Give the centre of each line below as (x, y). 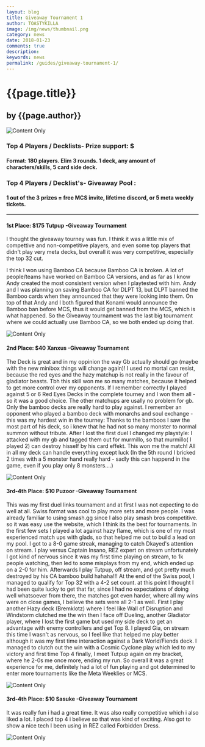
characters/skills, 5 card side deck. (52, 167)
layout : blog (23, 12)
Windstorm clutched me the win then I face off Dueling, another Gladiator (98, 615)
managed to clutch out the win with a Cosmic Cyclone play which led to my (101, 647)
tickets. (16, 204)
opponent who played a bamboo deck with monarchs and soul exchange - (100, 413)
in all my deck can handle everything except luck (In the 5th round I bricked (101, 452)
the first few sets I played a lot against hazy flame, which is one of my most (101, 530)
